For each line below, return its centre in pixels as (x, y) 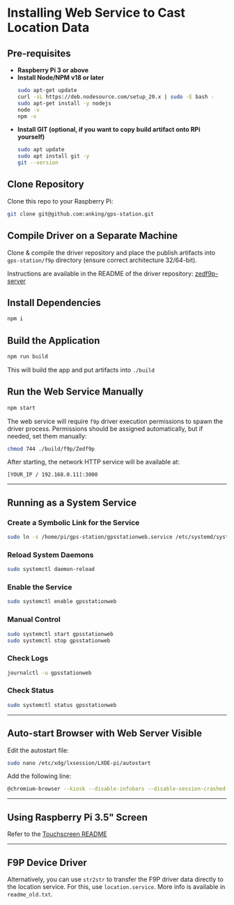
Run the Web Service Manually (76, 392)
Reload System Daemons (50, 554)
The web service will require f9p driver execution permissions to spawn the (115, 421)
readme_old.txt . (30, 894)
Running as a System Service (72, 502)
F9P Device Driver (47, 862)
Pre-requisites (39, 53)
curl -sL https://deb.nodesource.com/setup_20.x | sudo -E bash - (116, 97)
